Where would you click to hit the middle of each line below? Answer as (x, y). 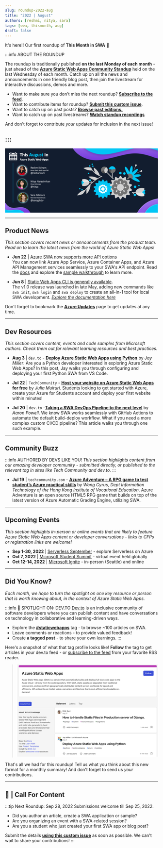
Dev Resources (28, 332)
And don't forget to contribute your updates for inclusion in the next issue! (79, 124)
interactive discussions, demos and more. (47, 84)
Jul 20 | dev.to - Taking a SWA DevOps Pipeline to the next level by (80, 408)
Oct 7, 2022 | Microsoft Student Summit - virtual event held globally (80, 556)
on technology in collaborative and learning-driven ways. (62, 618)
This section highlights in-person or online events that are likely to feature (79, 532)
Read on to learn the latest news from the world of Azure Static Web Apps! (80, 248)
